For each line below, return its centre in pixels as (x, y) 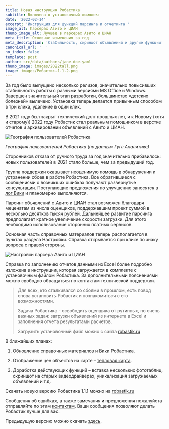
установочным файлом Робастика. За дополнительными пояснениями (81, 275)
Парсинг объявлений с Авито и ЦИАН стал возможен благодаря (75, 203)
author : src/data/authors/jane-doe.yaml (48, 62)
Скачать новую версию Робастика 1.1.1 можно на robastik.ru (70, 391)
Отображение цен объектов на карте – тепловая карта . (72, 361)
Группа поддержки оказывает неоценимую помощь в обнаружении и (80, 172)
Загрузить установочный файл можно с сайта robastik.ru (79, 331)
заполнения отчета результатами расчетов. (65, 321)
